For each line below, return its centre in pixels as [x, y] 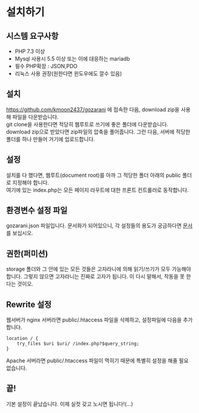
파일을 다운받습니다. [35, 117]
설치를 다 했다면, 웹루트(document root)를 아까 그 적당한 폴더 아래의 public [94, 175]
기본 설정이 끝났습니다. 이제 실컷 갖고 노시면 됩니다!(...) [70, 404]
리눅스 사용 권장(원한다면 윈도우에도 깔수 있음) [68, 74]
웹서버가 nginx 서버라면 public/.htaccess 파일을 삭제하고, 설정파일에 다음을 [94, 320]
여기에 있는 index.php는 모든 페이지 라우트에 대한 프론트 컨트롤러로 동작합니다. [97, 190]
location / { [22, 339]
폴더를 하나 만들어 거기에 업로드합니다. [50, 139]
